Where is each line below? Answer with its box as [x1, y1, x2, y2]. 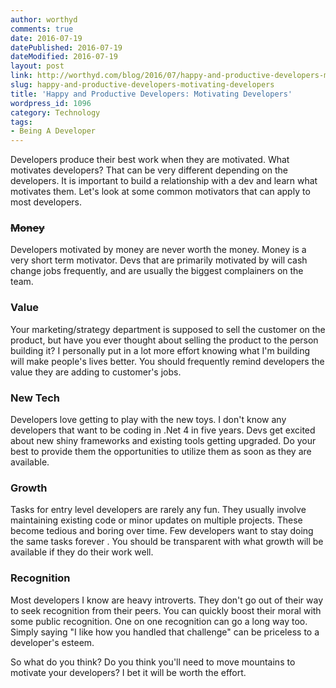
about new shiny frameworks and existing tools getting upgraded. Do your [10, 435, 317, 447]
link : [10, 71, 33, 81]
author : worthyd [10, 14, 78, 25]
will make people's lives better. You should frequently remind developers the [10, 355, 325, 367]
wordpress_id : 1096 [10, 98, 92, 108]
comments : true [10, 24, 74, 34]
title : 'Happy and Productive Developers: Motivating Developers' [10, 89, 293, 99]
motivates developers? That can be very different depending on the [10, 164, 288, 176]
